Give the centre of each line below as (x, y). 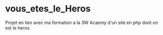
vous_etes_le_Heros (48, 9)
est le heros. (18, 27)
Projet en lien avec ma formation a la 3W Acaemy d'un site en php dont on (82, 22)
